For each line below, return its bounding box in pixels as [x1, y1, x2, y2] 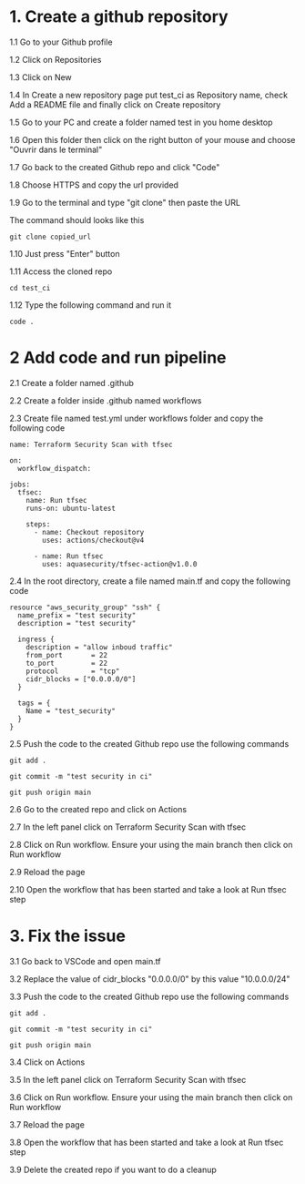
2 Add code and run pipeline [9, 348, 227, 368]
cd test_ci [9, 283, 51, 292]
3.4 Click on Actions [9, 1056, 86, 1067]
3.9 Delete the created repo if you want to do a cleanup [9, 1164, 217, 1175]
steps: [25, 519, 51, 529]
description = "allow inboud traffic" [25, 642, 173, 652]
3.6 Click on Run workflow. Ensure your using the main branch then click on [9, 1091, 293, 1103]
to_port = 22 [25, 658, 107, 668]
